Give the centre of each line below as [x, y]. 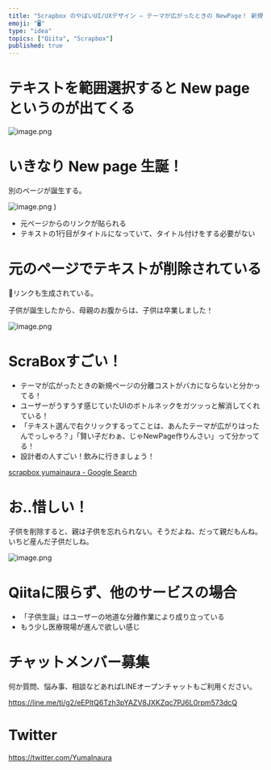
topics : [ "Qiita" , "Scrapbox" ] [61, 38]
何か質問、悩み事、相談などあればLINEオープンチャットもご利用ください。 [132, 686]
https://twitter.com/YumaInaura [60, 757]
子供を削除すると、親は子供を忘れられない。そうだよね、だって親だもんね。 [135, 531]
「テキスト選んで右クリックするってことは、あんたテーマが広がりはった [140, 426]
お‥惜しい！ [48, 508]
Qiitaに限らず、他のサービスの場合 [123, 593]
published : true [35, 46]
